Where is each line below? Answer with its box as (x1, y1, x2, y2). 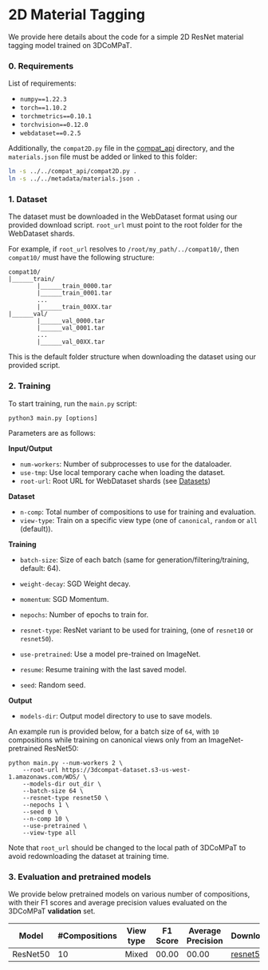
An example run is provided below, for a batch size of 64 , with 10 (8, 727, 219, 736)
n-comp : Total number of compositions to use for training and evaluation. (19, 507, 257, 517)
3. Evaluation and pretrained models (8, 871, 152, 882)
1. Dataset (8, 193, 48, 204)
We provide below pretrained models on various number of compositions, (8, 889, 250, 899)
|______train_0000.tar (37, 282, 112, 291)
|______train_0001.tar (37, 289, 112, 297)
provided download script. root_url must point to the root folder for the (8, 220, 243, 230)
